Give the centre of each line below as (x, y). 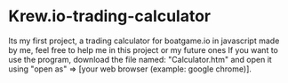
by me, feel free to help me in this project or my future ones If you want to (144, 49)
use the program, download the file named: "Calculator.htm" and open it (140, 59)
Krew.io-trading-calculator (109, 16)
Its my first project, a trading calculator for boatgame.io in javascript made (144, 41)
